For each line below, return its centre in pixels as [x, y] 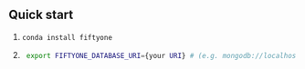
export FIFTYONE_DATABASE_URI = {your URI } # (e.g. [122, 55]
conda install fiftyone [67, 37]
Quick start [41, 15]
